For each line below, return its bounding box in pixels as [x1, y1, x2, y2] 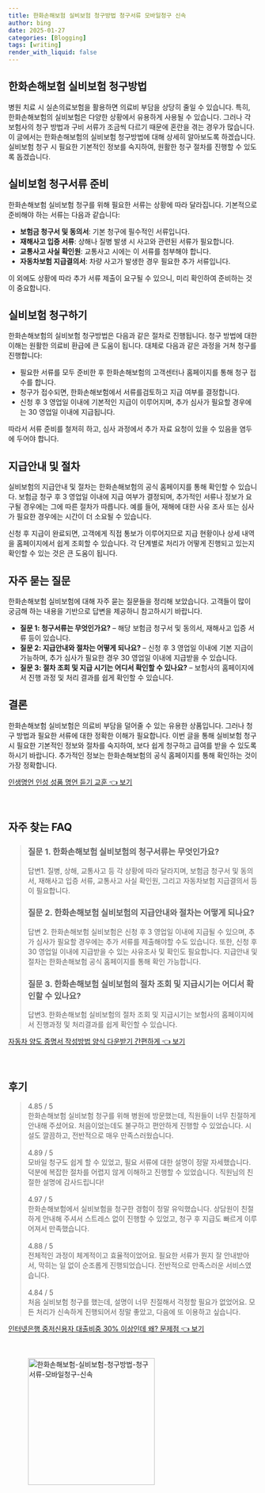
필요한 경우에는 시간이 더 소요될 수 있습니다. [16, 512, 152, 522]
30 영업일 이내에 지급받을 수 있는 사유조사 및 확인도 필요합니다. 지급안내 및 [27, 947, 258, 956]
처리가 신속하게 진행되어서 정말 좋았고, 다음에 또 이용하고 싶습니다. [36, 1307, 241, 1316]
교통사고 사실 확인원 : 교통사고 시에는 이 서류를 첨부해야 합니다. [19, 247, 211, 256]
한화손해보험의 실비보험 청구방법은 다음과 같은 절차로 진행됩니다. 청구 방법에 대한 [8, 331, 258, 341]
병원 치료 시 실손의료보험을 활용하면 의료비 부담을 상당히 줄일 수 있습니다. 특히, [8, 102, 251, 112]
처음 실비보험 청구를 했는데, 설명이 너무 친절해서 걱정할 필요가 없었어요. [27, 1297, 248, 1307]
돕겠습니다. [16, 151, 51, 161]
